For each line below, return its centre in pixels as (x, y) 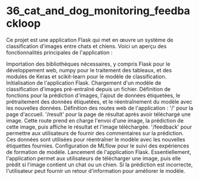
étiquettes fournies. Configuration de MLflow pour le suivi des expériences (98, 146)
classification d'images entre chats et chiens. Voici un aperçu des (86, 46)
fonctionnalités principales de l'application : (59, 52)
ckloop (23, 23)
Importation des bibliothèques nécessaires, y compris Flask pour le (88, 64)
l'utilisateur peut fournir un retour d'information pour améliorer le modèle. (96, 171)
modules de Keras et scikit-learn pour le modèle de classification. (86, 76)
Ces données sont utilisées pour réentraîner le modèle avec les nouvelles (96, 139)
